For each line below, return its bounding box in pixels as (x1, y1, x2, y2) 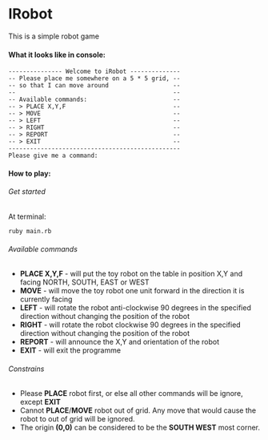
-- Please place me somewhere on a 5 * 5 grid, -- (8, 75, 181, 83)
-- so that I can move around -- (8, 82, 181, 90)
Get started (8, 187, 46, 196)
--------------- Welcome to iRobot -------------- (8, 67, 181, 76)
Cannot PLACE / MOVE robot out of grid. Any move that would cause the (19, 406, 257, 415)
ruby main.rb (8, 227, 52, 235)
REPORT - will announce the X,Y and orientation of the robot (19, 337, 220, 347)
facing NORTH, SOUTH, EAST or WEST (19, 277, 150, 287)
